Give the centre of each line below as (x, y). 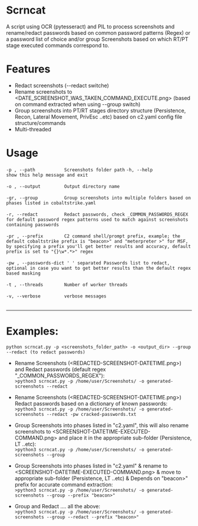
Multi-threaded (33, 129)
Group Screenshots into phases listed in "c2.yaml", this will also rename (102, 425)
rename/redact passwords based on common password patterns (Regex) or (98, 32)
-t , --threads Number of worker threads (67, 284)
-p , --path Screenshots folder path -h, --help (80, 170)
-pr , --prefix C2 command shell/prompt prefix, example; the (93, 236)
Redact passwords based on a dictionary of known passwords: (91, 403)
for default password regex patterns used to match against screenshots (97, 219)
